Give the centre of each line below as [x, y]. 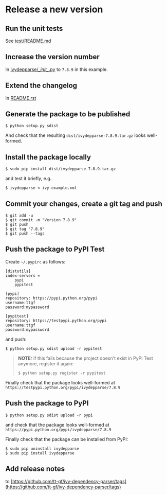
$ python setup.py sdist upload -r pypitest [54, 348]
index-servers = [23, 276]
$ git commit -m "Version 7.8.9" [41, 220]
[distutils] [18, 271]
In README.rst [21, 98]
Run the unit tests [34, 29]
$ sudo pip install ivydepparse [40, 453]
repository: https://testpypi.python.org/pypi [56, 321]
